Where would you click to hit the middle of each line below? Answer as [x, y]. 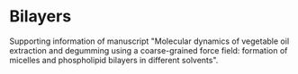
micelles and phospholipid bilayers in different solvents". [114, 60]
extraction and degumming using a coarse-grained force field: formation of [149, 50]
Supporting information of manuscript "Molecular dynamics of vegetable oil [149, 41]
